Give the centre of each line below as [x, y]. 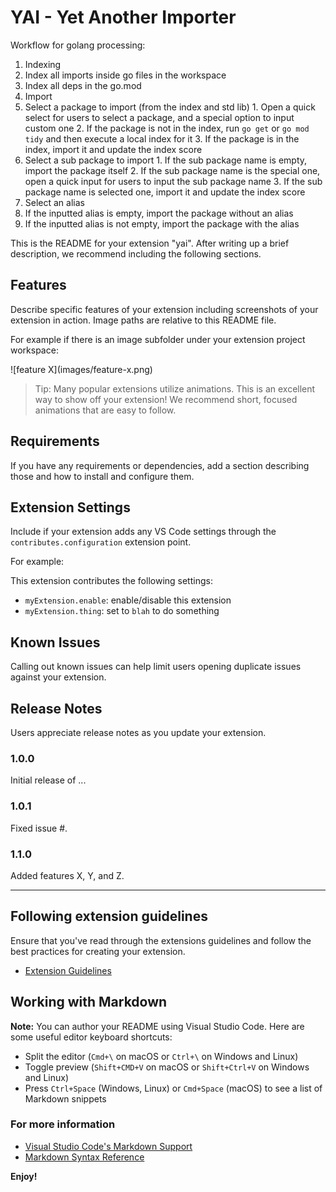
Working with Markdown [89, 1002]
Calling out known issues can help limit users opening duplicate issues [156, 667]
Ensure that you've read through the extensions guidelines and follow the [161, 940]
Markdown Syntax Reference [84, 1157]
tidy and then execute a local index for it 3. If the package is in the [162, 138]
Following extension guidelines [109, 916]
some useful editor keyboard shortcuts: [91, 1037]
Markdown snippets [65, 1098]
